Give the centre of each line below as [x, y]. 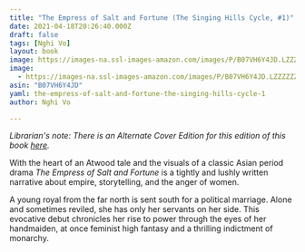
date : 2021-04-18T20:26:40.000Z [70, 26]
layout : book [34, 52]
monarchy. [30, 238]
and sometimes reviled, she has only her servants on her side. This [135, 209]
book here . [30, 145]
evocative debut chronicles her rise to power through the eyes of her [138, 219]
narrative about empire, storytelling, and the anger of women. [124, 182]
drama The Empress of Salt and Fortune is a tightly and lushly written [139, 172]
